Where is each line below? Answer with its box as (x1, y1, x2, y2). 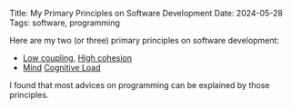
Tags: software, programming (9, 17, 121, 28)
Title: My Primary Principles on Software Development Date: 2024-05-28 (9, 8, 284, 18)
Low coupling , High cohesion (22, 53, 133, 63)
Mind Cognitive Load (22, 63, 102, 73)
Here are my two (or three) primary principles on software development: (9, 35, 280, 45)
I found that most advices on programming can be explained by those (9, 80, 270, 90)
